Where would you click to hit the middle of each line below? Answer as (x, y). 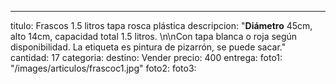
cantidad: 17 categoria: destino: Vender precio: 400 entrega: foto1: (146, 57)
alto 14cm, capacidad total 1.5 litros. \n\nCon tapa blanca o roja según (154, 36)
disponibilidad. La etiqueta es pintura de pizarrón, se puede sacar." (148, 47)
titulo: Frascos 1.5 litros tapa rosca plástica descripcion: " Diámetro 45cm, (161, 25)
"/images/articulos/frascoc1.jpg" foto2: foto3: (103, 68)
